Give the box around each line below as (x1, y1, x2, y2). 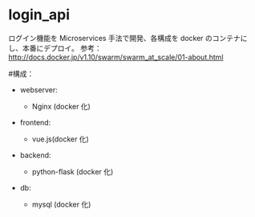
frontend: (19, 117, 51, 127)
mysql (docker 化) (31, 199, 91, 209)
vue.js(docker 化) (31, 134, 90, 144)
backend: (19, 150, 51, 160)
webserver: (19, 84, 58, 94)
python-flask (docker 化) (31, 166, 114, 176)
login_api (8, 6, 71, 24)
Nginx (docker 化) (31, 101, 91, 111)
